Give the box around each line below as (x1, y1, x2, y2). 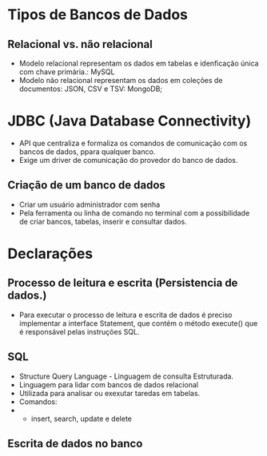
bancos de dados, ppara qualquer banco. (18, 146, 156, 157)
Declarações (7, 244, 94, 263)
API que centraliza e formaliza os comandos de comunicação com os (18, 138, 248, 148)
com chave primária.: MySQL (18, 67, 115, 77)
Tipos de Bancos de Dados (7, 6, 189, 24)
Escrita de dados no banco (7, 437, 143, 450)
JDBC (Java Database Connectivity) (7, 112, 252, 130)
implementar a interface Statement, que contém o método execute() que (18, 318, 258, 328)
